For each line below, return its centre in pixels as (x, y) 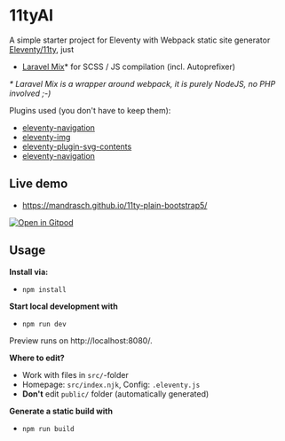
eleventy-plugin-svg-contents (77, 146)
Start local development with (63, 306)
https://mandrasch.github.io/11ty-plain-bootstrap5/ (115, 205)
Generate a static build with (61, 411)
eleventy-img (46, 137)
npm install (44, 289)
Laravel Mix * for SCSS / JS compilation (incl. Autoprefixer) (129, 67)
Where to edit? (37, 358)
